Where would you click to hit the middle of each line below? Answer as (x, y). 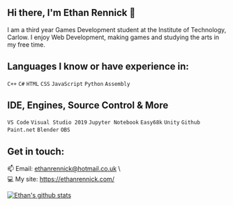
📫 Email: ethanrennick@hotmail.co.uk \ (64, 169)
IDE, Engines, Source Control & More (88, 105)
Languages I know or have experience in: (98, 67)
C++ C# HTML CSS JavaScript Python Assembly (69, 84)
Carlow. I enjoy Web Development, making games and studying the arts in (113, 37)
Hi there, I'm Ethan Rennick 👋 (72, 13)
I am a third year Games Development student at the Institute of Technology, (117, 29)
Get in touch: (36, 151)
